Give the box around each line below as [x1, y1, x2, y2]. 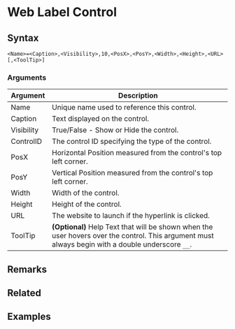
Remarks [7, 263, 48, 275]
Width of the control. [52, 188, 120, 198]
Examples [7, 311, 51, 323]
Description [117, 91, 159, 101]
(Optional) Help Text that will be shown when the [52, 222, 213, 232]
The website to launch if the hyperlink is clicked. [52, 211, 210, 221]
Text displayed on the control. [52, 114, 149, 124]
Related [7, 287, 42, 299]
